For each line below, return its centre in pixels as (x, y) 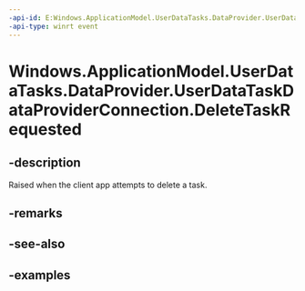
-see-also (37, 244)
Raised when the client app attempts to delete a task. (108, 185)
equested (46, 129)
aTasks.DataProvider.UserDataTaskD (152, 90)
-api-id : (25, 18)
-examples (40, 275)
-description (45, 163)
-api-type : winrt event (54, 26)
